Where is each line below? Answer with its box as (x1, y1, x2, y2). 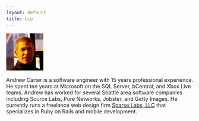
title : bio (6, 15, 33, 22)
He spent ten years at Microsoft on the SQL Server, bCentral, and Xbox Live (6, 82, 191, 90)
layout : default (6, 9, 46, 15)
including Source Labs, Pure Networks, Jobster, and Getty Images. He (6, 95, 178, 102)
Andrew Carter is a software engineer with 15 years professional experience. (6, 76, 194, 83)
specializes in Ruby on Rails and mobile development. (6, 107, 138, 115)
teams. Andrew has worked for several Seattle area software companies (6, 89, 183, 96)
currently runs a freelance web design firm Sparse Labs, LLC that (6, 101, 166, 109)
